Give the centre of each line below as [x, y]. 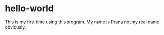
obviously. [16, 27]
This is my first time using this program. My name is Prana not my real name [82, 22]
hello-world [30, 9]
